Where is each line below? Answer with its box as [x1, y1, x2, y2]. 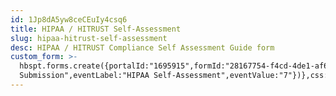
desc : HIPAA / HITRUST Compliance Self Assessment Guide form [10, 42, 275, 53]
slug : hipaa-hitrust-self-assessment [10, 33, 168, 43]
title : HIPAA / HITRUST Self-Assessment [10, 24, 182, 34]
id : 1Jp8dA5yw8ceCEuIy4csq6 [10, 14, 128, 25]
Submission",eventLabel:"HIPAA [19, 71, 150, 81]
